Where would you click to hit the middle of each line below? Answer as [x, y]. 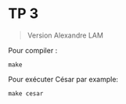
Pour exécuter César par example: [63, 79]
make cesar [26, 93]
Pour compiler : [33, 50]
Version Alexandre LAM [65, 35]
